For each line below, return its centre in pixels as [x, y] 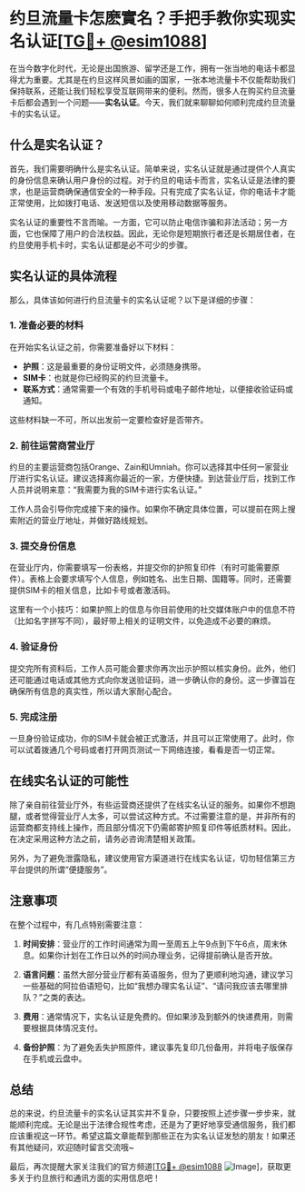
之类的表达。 [66, 997]
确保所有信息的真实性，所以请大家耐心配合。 [93, 690]
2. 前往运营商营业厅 [52, 445]
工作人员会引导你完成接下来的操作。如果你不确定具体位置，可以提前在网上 [148, 509]
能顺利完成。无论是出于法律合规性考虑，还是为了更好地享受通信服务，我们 [148, 1125]
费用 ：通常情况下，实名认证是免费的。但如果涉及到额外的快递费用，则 [154, 1016]
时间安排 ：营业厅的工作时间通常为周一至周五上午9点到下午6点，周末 [151, 944]
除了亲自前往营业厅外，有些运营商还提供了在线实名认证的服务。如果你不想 [148, 804]
